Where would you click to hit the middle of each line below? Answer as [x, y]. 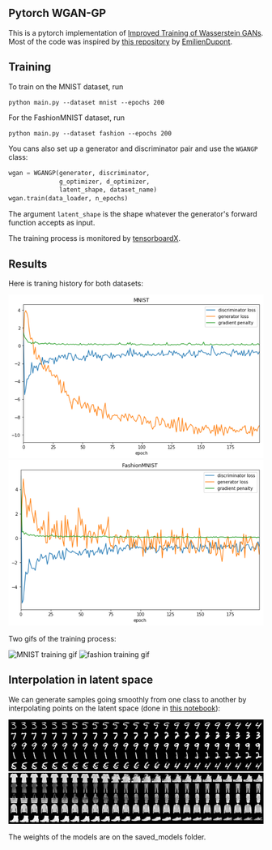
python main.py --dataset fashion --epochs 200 [90, 133]
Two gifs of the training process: [62, 639]
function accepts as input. [52, 223]
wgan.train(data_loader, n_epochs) [68, 199]
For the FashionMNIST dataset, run [67, 118]
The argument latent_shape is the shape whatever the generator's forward [133, 214]
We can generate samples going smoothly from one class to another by [127, 699]
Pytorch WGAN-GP [57, 13]
